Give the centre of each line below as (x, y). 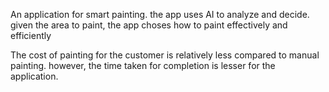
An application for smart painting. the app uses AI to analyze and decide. (160, 14)
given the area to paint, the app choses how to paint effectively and (149, 25)
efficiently (31, 35)
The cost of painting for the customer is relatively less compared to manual (165, 55)
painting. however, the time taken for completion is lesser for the (143, 65)
